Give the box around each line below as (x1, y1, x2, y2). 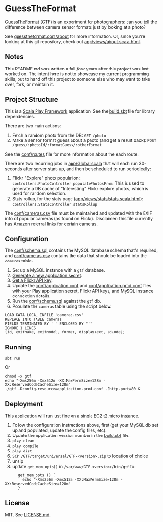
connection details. (12, 293, 51, 299)
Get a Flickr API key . (12, 278, 53, 283)
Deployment (5, 400, 43, 408)
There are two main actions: (5, 122, 61, 129)
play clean (12, 438, 35, 443)
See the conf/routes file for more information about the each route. (5, 151, 139, 157)
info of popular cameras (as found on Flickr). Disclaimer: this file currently (5, 215, 153, 221)
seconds (5, 166, 23, 172)
